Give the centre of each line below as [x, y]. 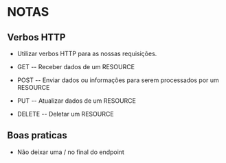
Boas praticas [37, 135]
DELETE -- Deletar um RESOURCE [66, 114]
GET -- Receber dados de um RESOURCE [76, 67]
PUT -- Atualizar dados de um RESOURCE [76, 101]
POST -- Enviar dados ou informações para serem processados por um [118, 80]
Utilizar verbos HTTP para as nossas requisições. [87, 53]
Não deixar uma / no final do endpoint [71, 152]
